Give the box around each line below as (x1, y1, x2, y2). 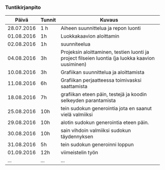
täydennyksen (60, 133, 93, 140)
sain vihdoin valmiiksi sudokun (60, 127, 131, 134)
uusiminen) (60, 61, 87, 68)
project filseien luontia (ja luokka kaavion (60, 55, 155, 62)
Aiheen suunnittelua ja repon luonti (60, 25, 141, 32)
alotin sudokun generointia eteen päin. (60, 119, 149, 126)
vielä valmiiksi (60, 111, 93, 118)
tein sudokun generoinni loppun (60, 141, 134, 148)
